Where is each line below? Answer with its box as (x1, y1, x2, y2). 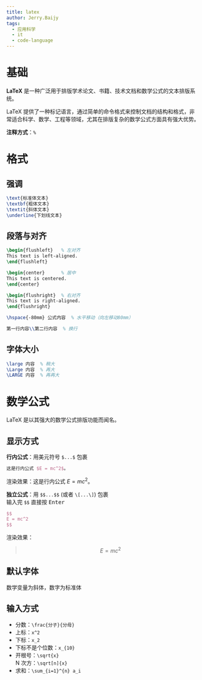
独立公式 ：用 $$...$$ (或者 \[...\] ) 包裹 (6, 491, 109, 498)
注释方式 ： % (6, 128, 37, 135)
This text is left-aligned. (6, 253, 78, 259)
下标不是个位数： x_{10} (15, 644, 75, 651)
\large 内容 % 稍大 (6, 361, 55, 367)
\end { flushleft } (6, 259, 48, 265)
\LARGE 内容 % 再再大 (6, 372, 60, 379)
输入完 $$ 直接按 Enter (6, 498, 65, 505)
